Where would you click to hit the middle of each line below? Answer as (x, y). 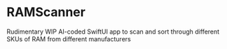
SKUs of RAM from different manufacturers (69, 38)
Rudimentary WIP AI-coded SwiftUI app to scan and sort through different (113, 31)
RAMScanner (46, 12)
